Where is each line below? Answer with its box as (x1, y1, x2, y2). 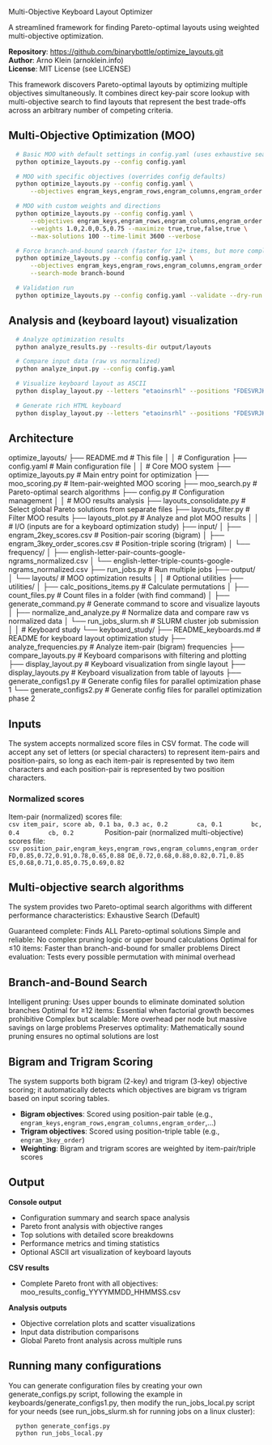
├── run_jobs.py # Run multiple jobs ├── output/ (90, 565, 256, 574)
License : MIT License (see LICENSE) (8, 64, 131, 74)
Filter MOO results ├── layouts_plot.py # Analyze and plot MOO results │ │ (8, 513, 259, 523)
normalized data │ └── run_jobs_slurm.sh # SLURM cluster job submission (8, 617, 259, 626)
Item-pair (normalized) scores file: (8, 811, 123, 821)
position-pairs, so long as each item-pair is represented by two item (8, 756, 235, 765)
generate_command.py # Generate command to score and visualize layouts (8, 599, 261, 609)
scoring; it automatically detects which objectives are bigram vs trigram (8, 1084, 247, 1095)
